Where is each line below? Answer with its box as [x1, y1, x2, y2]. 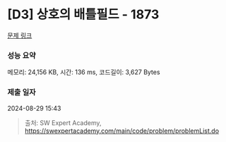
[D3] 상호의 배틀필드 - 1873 [7, 6, 160, 23]
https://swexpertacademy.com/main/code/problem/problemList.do [24, 126, 220, 135]
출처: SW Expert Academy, [24, 118, 102, 127]
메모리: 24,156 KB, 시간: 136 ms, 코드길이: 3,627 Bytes [7, 68, 160, 76]
